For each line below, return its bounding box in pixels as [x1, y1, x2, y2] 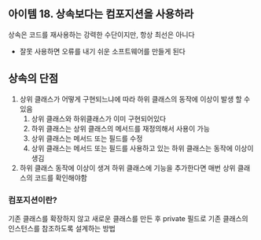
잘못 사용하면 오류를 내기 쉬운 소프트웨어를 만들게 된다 [19, 46, 186, 56]
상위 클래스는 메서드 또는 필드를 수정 [31, 133, 143, 143]
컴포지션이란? [8, 194, 57, 205]
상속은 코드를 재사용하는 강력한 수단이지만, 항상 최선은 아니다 [8, 30, 195, 39]
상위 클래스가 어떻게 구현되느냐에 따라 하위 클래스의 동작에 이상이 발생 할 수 [19, 94, 251, 104]
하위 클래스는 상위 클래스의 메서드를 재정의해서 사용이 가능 [31, 124, 211, 133]
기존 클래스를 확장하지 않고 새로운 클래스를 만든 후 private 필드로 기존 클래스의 [8, 213, 249, 223]
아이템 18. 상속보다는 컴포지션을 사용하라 [8, 7, 194, 21]
